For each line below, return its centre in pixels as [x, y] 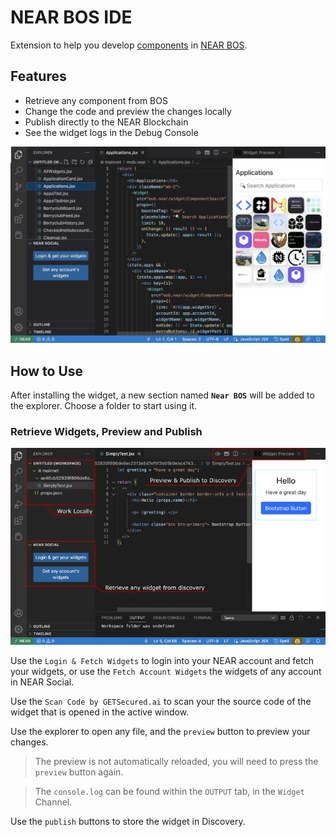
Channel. [53, 802]
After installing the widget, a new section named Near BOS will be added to [162, 395]
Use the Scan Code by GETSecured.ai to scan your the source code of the [161, 701]
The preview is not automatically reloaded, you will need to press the [176, 761]
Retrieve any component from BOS [96, 100]
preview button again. [79, 772]
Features [38, 76]
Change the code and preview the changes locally [128, 111]
